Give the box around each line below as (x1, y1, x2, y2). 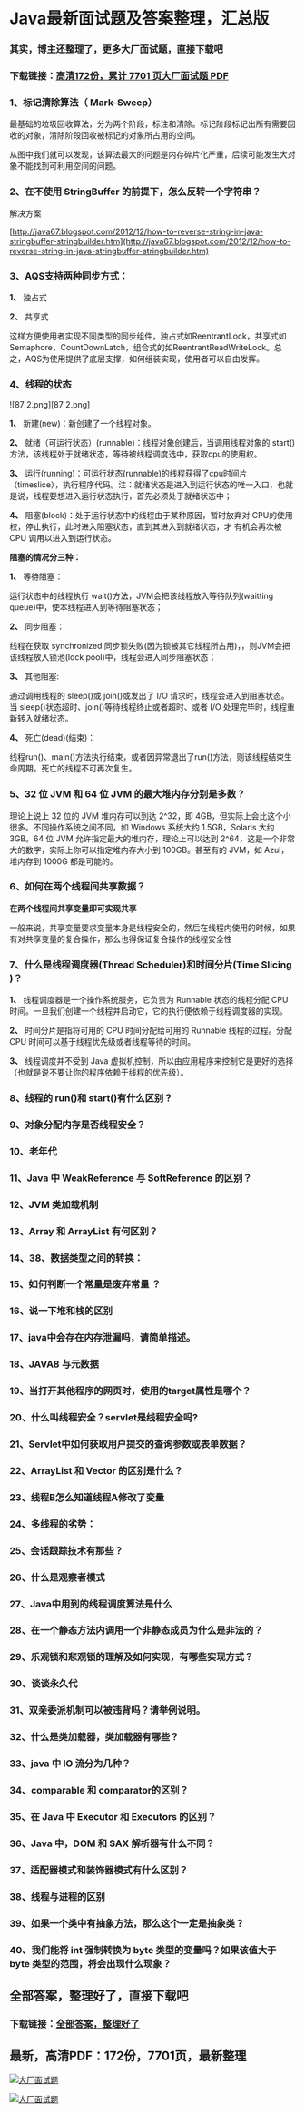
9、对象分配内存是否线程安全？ (9, 1118, 146, 1131)
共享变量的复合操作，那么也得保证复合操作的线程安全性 (25, 933, 232, 944)
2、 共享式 (9, 310, 49, 322)
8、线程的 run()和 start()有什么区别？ (9, 1092, 173, 1105)
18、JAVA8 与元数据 (9, 1358, 100, 1371)
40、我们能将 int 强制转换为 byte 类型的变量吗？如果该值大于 (9, 1943, 277, 1956)
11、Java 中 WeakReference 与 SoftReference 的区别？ (9, 1172, 252, 1184)
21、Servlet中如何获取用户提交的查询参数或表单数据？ (9, 1438, 248, 1450)
